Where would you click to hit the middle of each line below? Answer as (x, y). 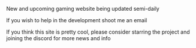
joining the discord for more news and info (58, 38)
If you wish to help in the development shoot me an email (77, 20)
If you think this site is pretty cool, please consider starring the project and (98, 32)
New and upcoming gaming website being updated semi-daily (83, 9)
